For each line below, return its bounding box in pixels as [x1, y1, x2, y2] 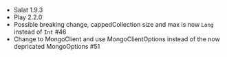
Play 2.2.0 [13, 13, 43, 21]
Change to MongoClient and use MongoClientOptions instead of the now [13, 35, 220, 43]
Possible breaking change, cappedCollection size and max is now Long [13, 21, 214, 28]
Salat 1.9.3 [13, 6, 43, 14]
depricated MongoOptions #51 [13, 43, 100, 50]
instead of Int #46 [13, 27, 67, 36]
